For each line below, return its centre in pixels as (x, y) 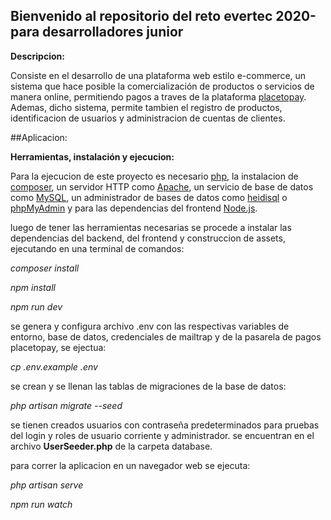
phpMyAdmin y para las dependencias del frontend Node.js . (134, 208)
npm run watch (41, 504)
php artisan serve (47, 485)
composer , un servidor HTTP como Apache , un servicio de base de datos (162, 186)
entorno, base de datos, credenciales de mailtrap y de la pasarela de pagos (166, 336)
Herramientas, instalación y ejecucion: (92, 156)
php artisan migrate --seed (66, 405)
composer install (45, 268)
